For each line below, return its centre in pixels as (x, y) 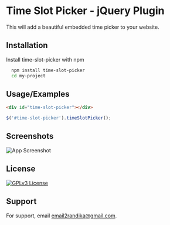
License (21, 169)
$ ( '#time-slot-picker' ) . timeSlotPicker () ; (59, 118)
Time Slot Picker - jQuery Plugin (86, 11)
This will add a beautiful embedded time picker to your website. (83, 27)
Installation (27, 45)
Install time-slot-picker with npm (45, 59)
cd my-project (28, 76)
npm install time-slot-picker (48, 70)
